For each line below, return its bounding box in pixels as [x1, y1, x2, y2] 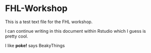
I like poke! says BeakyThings [5, 42, 65, 48]
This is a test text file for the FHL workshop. [5, 19, 93, 25]
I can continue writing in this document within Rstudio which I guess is [5, 28, 146, 34]
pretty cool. [5, 33, 28, 39]
